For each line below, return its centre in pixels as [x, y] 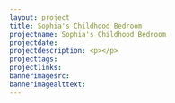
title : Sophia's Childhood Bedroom [76, 26]
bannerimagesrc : [39, 76]
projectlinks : [36, 68]
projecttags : [34, 59]
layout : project [39, 17]
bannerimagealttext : [48, 84]
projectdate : [34, 43]
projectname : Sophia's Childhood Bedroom [88, 34]
